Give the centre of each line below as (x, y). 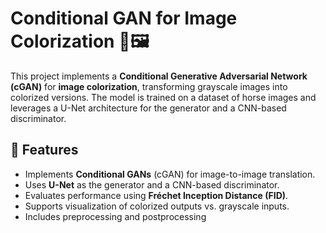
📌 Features (44, 150)
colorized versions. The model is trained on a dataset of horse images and (163, 97)
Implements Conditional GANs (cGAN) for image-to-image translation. (170, 174)
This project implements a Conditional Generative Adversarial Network (159, 76)
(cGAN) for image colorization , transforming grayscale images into (149, 86)
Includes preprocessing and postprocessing (115, 216)
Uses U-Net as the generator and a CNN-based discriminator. (152, 184)
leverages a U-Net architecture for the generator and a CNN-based (148, 108)
